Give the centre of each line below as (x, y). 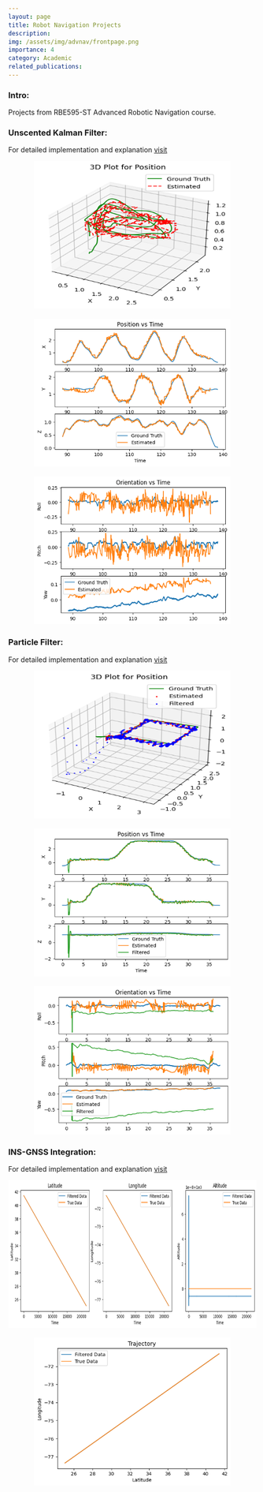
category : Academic (40, 58)
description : (30, 33)
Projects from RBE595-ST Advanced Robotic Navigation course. (112, 112)
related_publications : (45, 67)
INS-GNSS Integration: (52, 1152)
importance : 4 (31, 50)
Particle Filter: (36, 642)
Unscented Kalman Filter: (58, 133)
